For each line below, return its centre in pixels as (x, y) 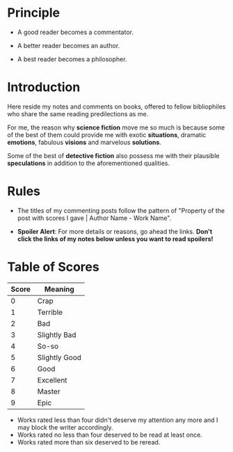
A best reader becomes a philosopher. (72, 59)
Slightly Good (59, 357)
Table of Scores (53, 267)
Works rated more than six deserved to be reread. (89, 442)
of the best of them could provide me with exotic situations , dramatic (107, 134)
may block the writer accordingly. (65, 427)
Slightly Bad (57, 334)
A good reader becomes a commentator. (75, 32)
